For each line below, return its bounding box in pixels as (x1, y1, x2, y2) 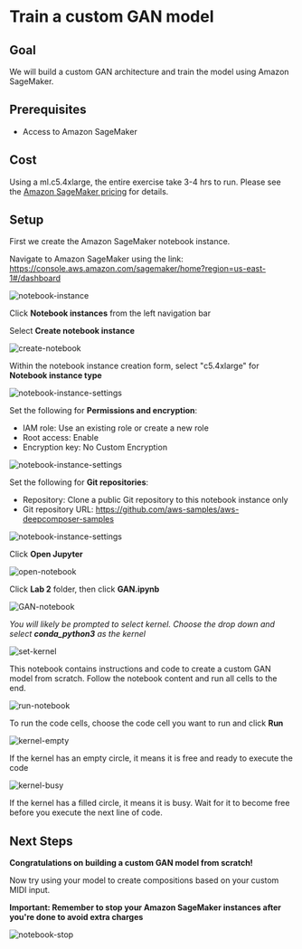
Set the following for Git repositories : (9, 477, 149, 488)
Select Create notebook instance (9, 326, 136, 337)
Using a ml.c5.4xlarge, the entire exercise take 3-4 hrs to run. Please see (9, 176, 282, 187)
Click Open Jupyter (9, 549, 83, 560)
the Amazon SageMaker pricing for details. (9, 185, 169, 196)
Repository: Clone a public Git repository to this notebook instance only (22, 495, 288, 506)
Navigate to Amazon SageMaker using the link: (9, 253, 184, 264)
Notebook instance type (9, 370, 102, 381)
